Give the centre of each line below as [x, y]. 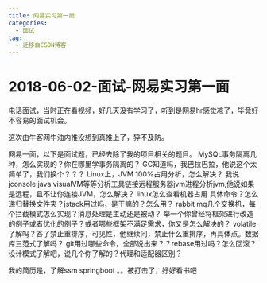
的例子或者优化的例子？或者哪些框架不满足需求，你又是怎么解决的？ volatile [132, 224]
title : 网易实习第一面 [42, 16]
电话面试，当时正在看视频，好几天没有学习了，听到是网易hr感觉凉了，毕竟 [130, 110]
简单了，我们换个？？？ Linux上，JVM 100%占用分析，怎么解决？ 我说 [124, 174]
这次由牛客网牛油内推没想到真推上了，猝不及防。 [88, 138]
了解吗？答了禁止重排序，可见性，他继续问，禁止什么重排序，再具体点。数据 [133, 234]
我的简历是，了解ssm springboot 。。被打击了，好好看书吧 [103, 270]
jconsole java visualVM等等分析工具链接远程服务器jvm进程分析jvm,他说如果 [132, 184]
